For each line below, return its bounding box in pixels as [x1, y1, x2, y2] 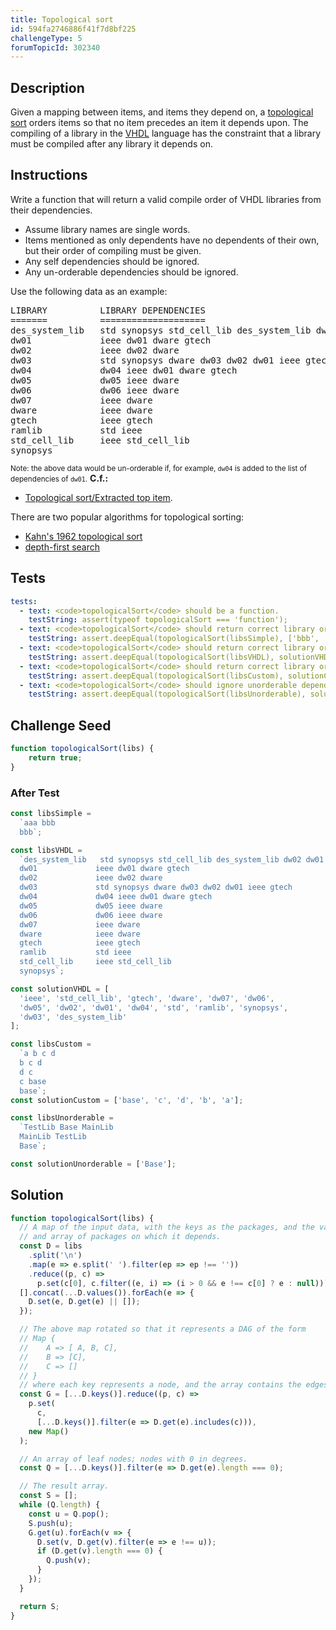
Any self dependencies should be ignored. [24, 255, 200, 267]
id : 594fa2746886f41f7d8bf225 [10, 24, 137, 34]
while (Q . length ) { [19, 1500, 101, 1510]
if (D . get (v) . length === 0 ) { [36, 1546, 163, 1556]
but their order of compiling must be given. [24, 244, 202, 256]
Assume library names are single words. [24, 223, 191, 235]
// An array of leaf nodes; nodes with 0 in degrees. [19, 1454, 248, 1464]
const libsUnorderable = [10, 1113, 114, 1123]
